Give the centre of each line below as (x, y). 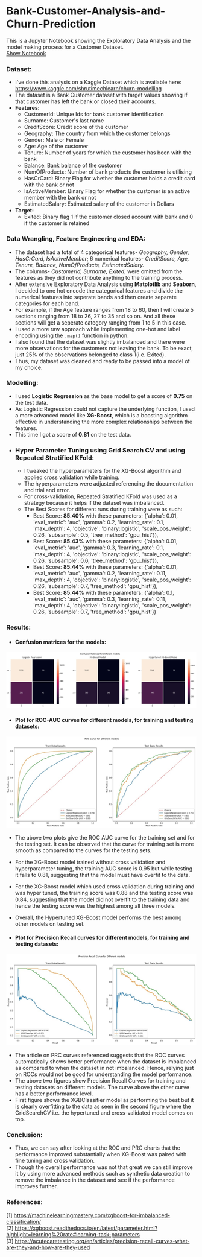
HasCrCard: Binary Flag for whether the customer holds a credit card (110, 179)
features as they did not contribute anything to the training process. (99, 277)
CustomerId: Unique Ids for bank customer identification (94, 114)
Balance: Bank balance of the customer (73, 166)
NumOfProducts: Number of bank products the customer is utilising (108, 172)
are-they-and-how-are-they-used (48, 1247)
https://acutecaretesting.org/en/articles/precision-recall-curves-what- (102, 1241)
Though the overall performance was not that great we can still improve (104, 1167)
